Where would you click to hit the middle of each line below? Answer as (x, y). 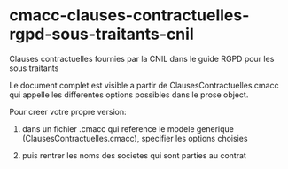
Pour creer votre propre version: (68, 111)
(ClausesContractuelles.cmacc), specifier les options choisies (135, 138)
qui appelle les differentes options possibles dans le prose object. (129, 95)
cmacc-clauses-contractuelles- (129, 15)
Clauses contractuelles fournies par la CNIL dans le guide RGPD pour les (142, 58)
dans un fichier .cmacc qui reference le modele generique (128, 128)
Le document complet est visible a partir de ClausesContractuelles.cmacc (144, 85)
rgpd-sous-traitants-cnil (101, 34)
